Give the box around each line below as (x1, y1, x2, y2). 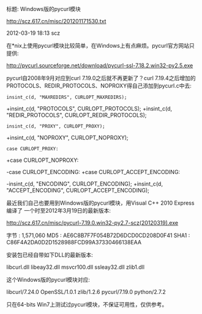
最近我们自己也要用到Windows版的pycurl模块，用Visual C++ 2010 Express (6, 199, 195, 206)
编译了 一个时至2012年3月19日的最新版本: (6, 207, 111, 214)
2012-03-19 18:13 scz (6, 29, 60, 37)
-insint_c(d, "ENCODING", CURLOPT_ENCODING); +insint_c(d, (6, 180, 163, 188)
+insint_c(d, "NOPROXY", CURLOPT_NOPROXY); (6, 134, 129, 141)
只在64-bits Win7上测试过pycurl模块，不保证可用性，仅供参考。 (6, 301, 168, 308)
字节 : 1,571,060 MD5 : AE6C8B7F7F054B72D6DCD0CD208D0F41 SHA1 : (6, 232, 190, 239)
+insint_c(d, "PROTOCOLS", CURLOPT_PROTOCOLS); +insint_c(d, (6, 105, 173, 112)
